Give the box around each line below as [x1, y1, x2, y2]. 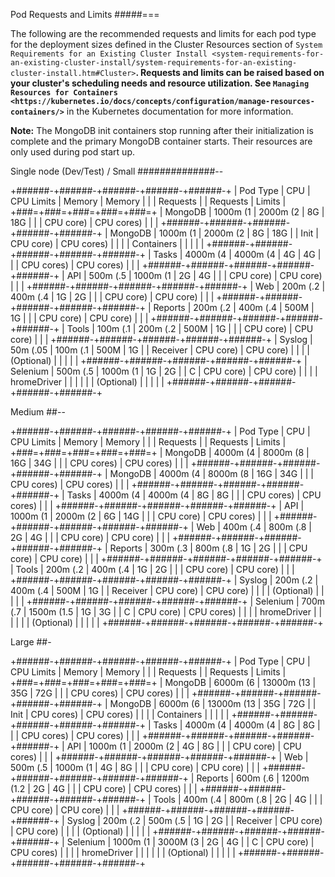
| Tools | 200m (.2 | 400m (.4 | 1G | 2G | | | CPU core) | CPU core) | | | [10, 564, 295, 575]
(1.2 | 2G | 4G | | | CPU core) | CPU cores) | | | [10, 783, 198, 794]
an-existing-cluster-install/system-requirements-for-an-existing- [10, 58, 298, 68]
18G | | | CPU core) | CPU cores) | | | [10, 217, 159, 228]
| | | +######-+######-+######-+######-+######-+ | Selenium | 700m [10, 595, 326, 607]
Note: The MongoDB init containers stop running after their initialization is [10, 125, 314, 136]
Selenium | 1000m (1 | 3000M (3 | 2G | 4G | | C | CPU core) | [66, 836, 315, 848]
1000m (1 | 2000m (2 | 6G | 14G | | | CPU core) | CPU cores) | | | [10, 510, 272, 522]
